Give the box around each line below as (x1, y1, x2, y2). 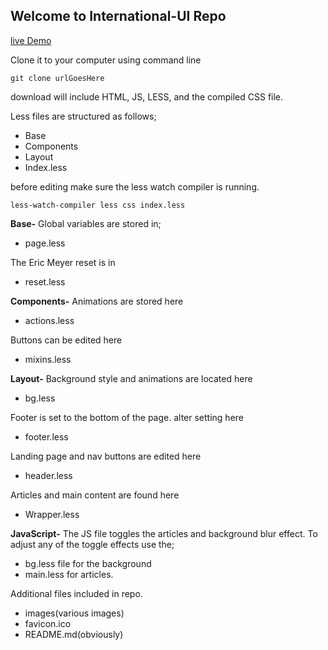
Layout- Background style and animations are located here (10, 372, 253, 384)
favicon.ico (24, 617, 72, 629)
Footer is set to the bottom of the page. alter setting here (10, 411, 244, 423)
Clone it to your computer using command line (10, 54, 202, 66)
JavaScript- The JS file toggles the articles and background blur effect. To (10, 527, 318, 539)
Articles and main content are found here (10, 489, 180, 501)
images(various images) (24, 607, 125, 619)
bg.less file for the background (24, 557, 152, 569)
